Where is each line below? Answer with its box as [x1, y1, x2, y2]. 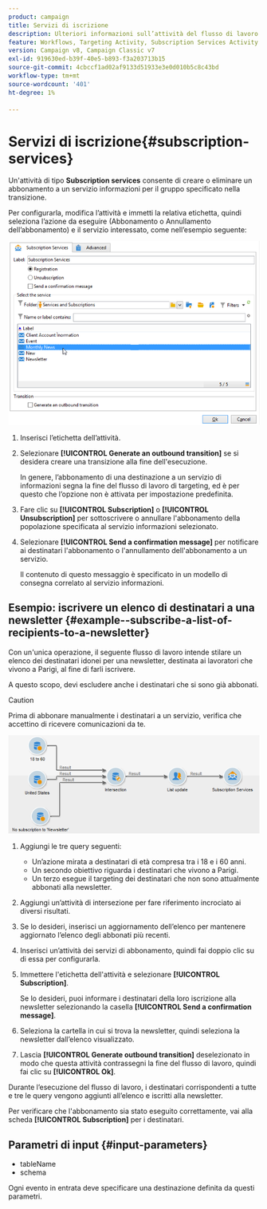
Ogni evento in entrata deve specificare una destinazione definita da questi [8, 1183, 255, 1193]
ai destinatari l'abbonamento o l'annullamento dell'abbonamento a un [19, 545, 247, 555]
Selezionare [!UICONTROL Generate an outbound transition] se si [19, 448, 239, 458]
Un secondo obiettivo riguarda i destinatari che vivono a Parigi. [31, 866, 239, 875]
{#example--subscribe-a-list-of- [65, 614, 233, 627]
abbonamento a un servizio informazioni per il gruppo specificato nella [8, 184, 241, 194]
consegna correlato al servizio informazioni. [19, 578, 165, 587]
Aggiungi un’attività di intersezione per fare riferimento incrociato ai [19, 898, 241, 907]
